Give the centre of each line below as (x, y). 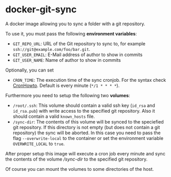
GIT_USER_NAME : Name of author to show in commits (67, 60)
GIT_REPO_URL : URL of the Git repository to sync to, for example (79, 43)
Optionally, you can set (30, 70)
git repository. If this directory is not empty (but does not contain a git (86, 127)
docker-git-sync (41, 10)
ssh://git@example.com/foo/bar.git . (52, 49)
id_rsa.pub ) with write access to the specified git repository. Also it (84, 111)
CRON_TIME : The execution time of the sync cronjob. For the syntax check (89, 80)
